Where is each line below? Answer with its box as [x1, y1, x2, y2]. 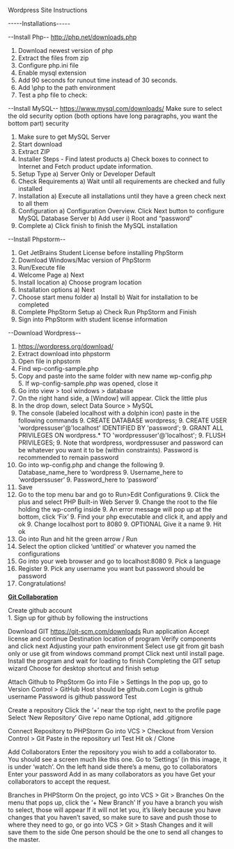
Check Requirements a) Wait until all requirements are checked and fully [17, 177, 226, 185]
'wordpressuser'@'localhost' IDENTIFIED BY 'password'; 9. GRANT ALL [17, 424, 224, 431]
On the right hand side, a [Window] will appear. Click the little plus [17, 394, 208, 402]
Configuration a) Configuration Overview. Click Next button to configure [17, 207, 225, 215]
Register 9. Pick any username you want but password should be [17, 565, 205, 572]
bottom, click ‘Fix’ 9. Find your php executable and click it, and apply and [17, 512, 228, 521]
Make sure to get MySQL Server [17, 132, 111, 141]
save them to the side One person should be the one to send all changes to [8, 828, 224, 836]
